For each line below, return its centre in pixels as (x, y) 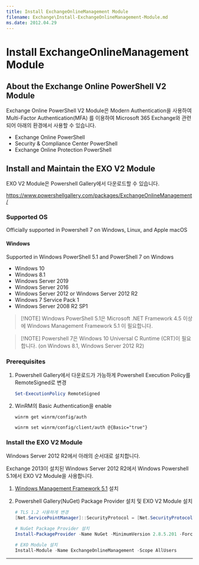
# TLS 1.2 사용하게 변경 (42, 513)
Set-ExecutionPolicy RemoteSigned (57, 394)
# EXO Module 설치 (36, 545)
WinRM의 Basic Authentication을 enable (63, 406)
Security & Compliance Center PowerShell (66, 143)
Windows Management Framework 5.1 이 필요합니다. (90, 325)
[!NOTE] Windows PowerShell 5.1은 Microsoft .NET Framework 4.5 (101, 318)
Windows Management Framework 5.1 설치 (67, 489)
